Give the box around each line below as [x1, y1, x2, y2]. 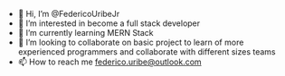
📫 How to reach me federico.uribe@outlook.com [17, 56, 202, 67]
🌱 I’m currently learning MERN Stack [17, 28, 154, 38]
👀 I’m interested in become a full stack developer [17, 18, 201, 29]
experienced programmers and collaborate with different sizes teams [17, 46, 276, 57]
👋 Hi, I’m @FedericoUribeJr [17, 9, 120, 19]
